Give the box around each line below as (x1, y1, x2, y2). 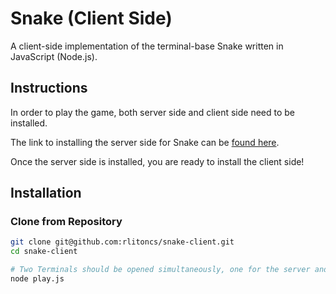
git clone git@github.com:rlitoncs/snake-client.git (10, 237, 235, 247)
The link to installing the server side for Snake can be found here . (10, 136, 280, 148)
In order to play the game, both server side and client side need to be (10, 106, 296, 118)
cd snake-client (10, 247, 78, 257)
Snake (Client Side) (10, 7, 173, 30)
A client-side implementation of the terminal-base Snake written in (10, 40, 284, 52)
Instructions (10, 80, 88, 97)
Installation (10, 185, 82, 202)
